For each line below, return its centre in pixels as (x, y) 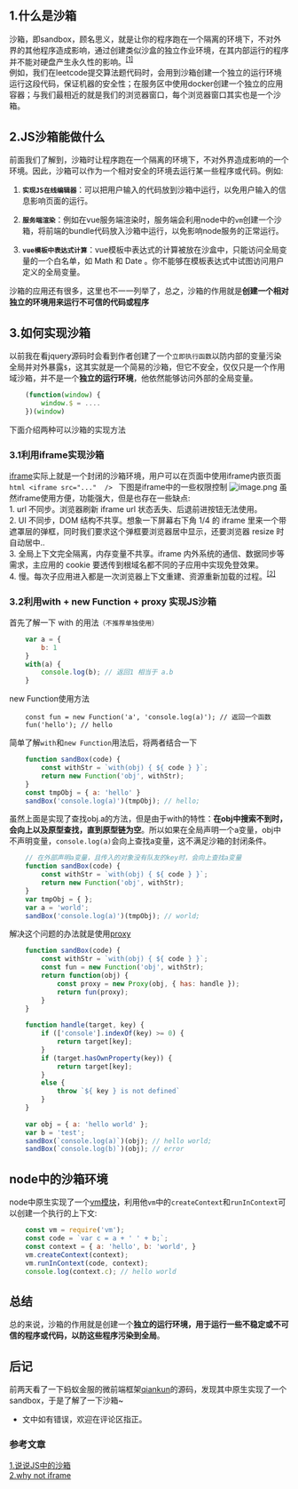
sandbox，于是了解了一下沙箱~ (67, 1401)
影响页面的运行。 (61, 201)
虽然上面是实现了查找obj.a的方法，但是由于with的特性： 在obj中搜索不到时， (149, 819)
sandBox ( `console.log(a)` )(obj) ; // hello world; (119, 1141)
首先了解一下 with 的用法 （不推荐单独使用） (84, 622)
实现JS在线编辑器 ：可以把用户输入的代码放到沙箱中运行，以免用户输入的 (150, 190)
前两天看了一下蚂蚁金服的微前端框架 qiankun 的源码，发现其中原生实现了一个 (148, 1389)
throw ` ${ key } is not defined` (118, 1092)
